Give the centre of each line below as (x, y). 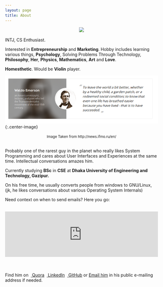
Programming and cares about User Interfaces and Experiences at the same (81, 156)
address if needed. (24, 280)
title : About (18, 15)
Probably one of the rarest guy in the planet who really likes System (73, 151)
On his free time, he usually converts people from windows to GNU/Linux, (78, 185)
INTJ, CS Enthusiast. (25, 40)
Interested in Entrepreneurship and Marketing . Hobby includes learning (77, 49)
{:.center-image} (22, 127)
